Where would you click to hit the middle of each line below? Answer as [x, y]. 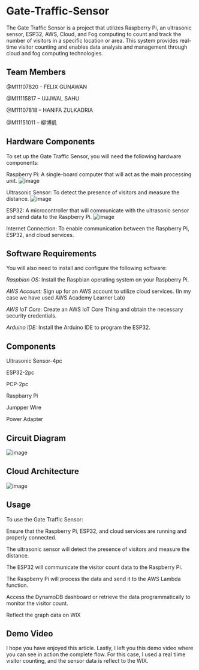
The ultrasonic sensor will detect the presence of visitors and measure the [98, 549]
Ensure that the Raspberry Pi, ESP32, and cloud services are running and [97, 531]
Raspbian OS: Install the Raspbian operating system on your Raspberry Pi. [98, 280]
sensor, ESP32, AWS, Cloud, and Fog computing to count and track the [94, 34]
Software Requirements [52, 254]
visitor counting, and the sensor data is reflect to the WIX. [77, 661]
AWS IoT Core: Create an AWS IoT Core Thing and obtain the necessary [95, 309]
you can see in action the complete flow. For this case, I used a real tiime [96, 654]
